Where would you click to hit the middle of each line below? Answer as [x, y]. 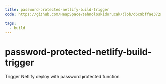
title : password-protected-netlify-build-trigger [57, 10]
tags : [11, 23]
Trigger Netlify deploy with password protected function [62, 77]
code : [11, 14]
